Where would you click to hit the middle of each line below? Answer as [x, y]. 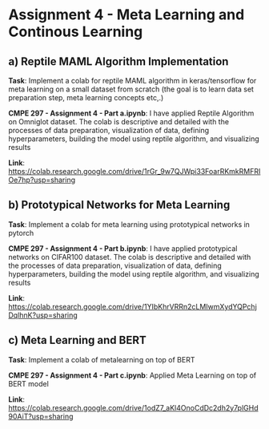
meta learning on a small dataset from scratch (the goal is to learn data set [131, 89]
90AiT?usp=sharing [41, 416]
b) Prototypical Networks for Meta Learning [119, 205]
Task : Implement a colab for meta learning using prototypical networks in [129, 224]
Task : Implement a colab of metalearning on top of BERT [102, 359]
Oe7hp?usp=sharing [42, 180]
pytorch [21, 233]
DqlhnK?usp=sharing [43, 315]
